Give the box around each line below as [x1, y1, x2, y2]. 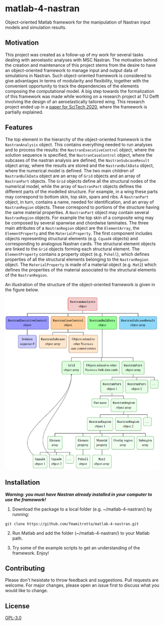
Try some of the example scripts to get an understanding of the [12, 544, 141, 550]
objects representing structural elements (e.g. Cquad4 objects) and [5, 235, 138, 241]
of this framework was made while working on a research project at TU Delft [5, 93, 159, 99]
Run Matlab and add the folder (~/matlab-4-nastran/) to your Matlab [12, 530, 150, 536]
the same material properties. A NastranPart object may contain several [5, 209, 149, 215]
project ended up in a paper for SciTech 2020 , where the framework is [5, 104, 147, 109]
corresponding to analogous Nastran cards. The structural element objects [5, 241, 156, 246]
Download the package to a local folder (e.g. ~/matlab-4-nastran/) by [12, 506, 153, 512]
